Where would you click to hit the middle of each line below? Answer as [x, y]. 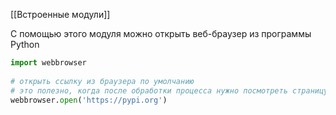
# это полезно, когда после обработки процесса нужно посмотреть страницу [169, 90]
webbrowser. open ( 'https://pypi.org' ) [89, 100]
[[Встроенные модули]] [60, 14]
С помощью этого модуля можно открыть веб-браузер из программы [161, 33]
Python [25, 44]
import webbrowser [48, 63]
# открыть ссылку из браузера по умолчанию [102, 81]
